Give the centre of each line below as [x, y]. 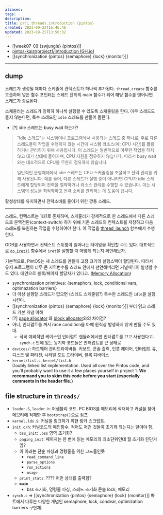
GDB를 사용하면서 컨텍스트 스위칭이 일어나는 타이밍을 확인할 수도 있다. [72, 244]
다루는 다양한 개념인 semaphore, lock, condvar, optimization [84, 501]
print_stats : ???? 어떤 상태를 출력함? [55, 478]
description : [18, 18]
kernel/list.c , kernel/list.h [41, 360]
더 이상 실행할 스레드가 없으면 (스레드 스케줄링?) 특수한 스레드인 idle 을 [79, 294]
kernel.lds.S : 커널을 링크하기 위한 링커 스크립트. [59, 421]
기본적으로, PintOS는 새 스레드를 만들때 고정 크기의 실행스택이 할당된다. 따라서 [79, 261]
